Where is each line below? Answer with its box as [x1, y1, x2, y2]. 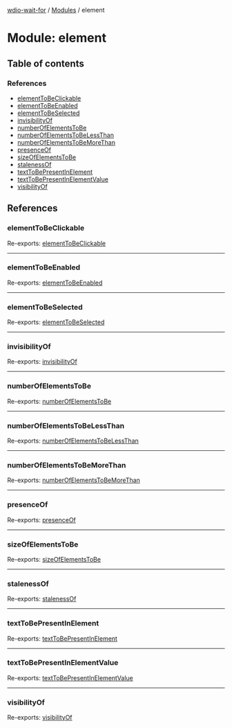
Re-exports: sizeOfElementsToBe [7, 555, 101, 563]
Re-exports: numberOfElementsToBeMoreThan [7, 476, 140, 484]
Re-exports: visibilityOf [7, 713, 72, 722]
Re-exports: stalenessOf [7, 595, 77, 603]
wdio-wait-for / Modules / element [7, 6, 105, 14]
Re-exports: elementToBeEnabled [7, 278, 103, 287]
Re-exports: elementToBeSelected [7, 318, 105, 326]
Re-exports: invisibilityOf [7, 357, 78, 366]
